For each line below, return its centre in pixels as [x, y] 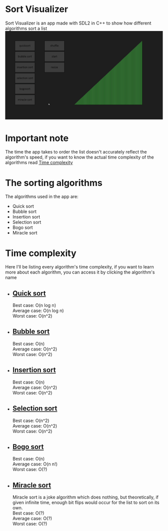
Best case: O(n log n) [34, 305]
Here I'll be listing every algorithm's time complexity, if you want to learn [79, 267]
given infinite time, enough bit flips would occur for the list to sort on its [86, 502]
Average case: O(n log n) [38, 310]
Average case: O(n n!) [35, 464]
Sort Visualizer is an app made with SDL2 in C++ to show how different [78, 23]
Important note [37, 138]
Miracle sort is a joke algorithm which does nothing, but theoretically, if [85, 497]
